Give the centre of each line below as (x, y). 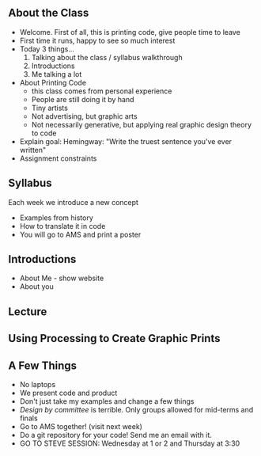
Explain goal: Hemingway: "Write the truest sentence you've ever (125, 141)
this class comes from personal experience (102, 91)
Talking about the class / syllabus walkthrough (107, 57)
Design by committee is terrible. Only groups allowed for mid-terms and (136, 410)
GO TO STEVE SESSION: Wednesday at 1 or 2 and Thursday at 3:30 (130, 443)
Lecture (28, 312)
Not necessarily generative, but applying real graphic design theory (141, 124)
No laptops (38, 385)
